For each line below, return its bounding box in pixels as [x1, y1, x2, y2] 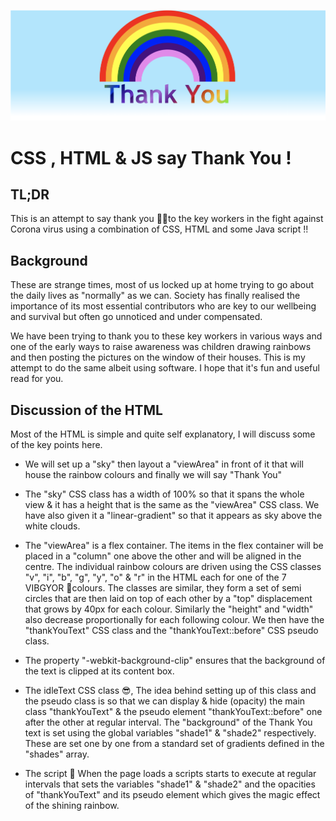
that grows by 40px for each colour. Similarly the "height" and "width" [24, 603, 314, 615]
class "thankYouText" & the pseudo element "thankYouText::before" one [24, 705, 323, 717]
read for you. [10, 373, 64, 385]
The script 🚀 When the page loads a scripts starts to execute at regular [24, 767, 317, 779]
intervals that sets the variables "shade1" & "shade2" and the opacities [24, 778, 316, 790]
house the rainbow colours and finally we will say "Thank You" [24, 468, 283, 480]
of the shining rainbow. [24, 799, 120, 811]
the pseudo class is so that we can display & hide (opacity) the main [24, 695, 306, 707]
